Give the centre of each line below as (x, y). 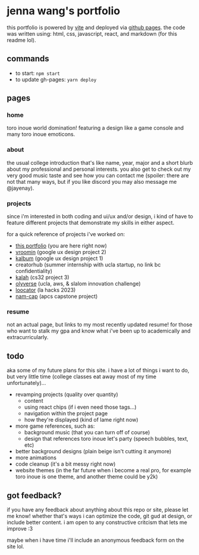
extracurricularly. (28, 337)
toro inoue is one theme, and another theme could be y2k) (86, 476)
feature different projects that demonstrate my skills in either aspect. (91, 223)
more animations (36, 458)
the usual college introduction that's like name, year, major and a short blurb (100, 162)
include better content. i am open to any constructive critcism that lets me (97, 522)
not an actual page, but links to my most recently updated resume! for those (99, 325)
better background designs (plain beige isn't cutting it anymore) (93, 451)
